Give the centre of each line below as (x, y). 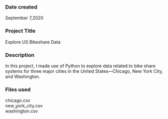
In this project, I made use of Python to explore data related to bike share (80, 66)
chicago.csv (18, 100)
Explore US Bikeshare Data (33, 42)
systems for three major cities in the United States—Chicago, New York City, (84, 71)
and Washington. (23, 76)
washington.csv (22, 111)
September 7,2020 (24, 18)
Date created (21, 7)
